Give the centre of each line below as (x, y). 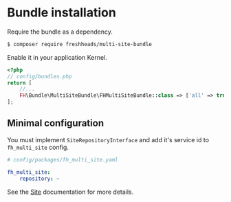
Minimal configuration (56, 123)
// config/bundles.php (40, 76)
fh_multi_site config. (38, 147)
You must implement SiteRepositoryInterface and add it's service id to (108, 139)
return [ (20, 83)
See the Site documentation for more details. (70, 192)
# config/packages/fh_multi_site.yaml (63, 159)
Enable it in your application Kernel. (57, 57)
